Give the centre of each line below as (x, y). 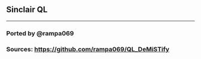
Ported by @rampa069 (40, 33)
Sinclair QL (27, 10)
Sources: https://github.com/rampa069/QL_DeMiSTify (88, 49)
